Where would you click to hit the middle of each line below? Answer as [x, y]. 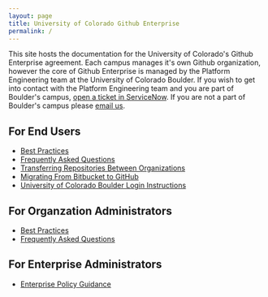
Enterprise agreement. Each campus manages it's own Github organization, [135, 62]
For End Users [45, 131]
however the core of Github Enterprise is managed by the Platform [119, 71]
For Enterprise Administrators [85, 265]
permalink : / [30, 31]
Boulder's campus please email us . [67, 105]
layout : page [30, 16]
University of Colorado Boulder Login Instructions [103, 185]
